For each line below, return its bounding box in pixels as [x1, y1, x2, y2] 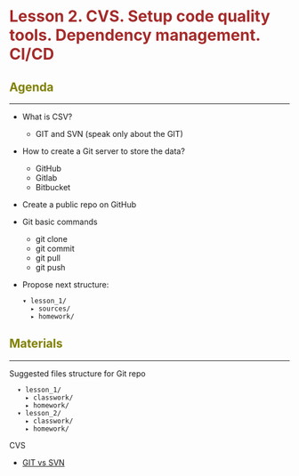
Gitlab [35, 173, 58, 183]
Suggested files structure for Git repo [9, 367, 146, 379]
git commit [35, 243, 75, 254]
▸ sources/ [30, 304, 71, 313]
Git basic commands [21, 216, 98, 227]
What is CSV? [21, 111, 73, 122]
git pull [35, 253, 61, 263]
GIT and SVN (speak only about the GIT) [35, 129, 184, 139]
